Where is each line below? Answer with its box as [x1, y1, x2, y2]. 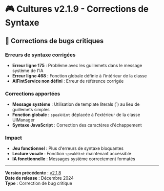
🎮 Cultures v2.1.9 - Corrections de [5, 3, 149, 15]
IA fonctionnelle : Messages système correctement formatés [12, 156, 136, 162]
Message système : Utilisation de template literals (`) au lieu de [12, 101, 140, 107]
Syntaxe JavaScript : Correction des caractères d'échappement [12, 122, 142, 128]
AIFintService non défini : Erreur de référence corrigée [12, 78, 124, 84]
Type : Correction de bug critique [5, 180, 72, 186]
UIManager [12, 117, 35, 123]
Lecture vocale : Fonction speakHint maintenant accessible [12, 151, 132, 157]
